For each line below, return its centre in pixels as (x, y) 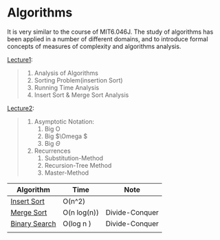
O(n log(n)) (81, 212)
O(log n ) (77, 223)
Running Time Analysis (67, 87)
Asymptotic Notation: (64, 121)
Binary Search (33, 223)
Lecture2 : (21, 108)
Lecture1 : (20, 59)
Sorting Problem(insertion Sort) (78, 80)
